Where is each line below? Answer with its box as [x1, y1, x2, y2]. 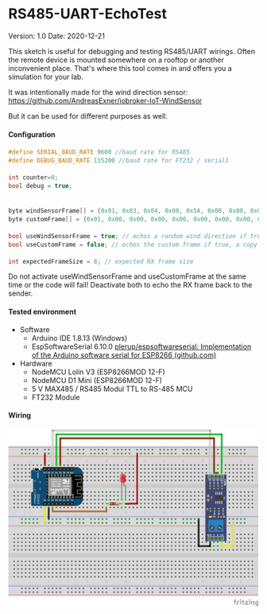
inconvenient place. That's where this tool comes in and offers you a [8, 63, 232, 72]
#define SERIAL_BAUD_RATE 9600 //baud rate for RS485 [8, 148, 191, 156]
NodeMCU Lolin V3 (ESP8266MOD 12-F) [31, 367, 165, 377]
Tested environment [8, 307, 77, 316]
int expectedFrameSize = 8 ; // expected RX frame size [8, 257, 194, 265]
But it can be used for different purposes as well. [8, 111, 168, 120]
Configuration [8, 129, 56, 139]
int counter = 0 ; [8, 173, 59, 182]
